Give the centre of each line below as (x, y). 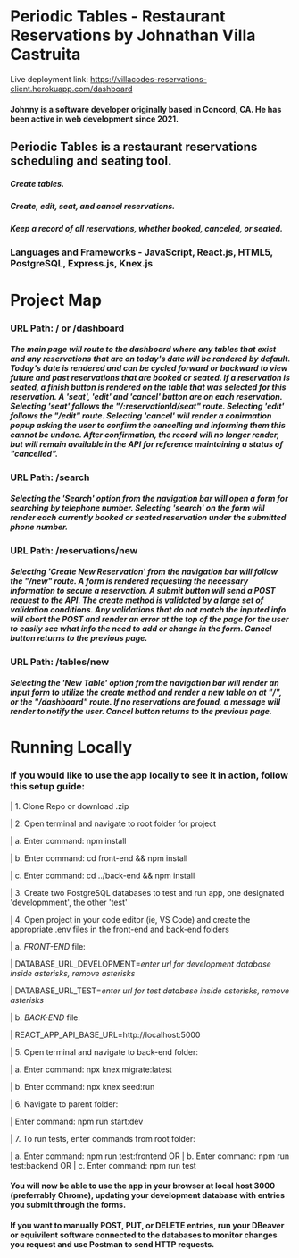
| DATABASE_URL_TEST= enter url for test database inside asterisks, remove (150, 991)
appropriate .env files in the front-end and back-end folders (120, 929)
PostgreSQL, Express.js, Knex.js (82, 263)
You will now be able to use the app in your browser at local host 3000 (143, 1186)
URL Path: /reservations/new (74, 550)
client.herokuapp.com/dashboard (71, 89)
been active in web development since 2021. (95, 119)
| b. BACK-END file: (46, 1017)
